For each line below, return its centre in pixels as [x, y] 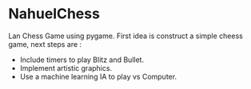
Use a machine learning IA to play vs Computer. [98, 76]
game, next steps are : [45, 44]
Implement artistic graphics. [66, 68]
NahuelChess [54, 14]
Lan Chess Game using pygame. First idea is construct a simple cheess [126, 36]
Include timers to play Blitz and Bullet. [82, 60]
